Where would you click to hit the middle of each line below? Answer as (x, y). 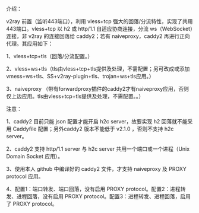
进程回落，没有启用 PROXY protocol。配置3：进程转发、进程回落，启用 (104, 196)
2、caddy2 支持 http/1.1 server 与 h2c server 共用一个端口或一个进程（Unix (98, 149)
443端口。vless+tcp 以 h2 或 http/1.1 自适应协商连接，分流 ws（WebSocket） (99, 29)
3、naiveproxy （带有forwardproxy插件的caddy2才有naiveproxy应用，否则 (97, 89)
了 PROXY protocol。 (32, 204)
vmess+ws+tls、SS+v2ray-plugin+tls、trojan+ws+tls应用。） (80, 76)
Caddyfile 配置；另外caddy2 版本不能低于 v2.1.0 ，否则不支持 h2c (93, 129)
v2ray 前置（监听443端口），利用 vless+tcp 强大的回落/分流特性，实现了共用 (99, 21)
